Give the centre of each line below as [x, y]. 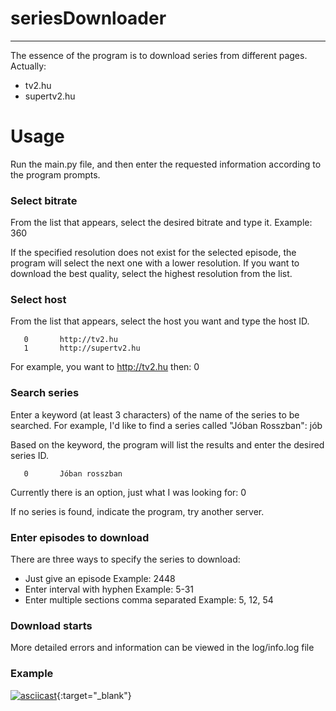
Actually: [28, 66]
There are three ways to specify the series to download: [125, 559]
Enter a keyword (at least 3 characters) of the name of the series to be [155, 414]
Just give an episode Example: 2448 [100, 579]
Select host [38, 300]
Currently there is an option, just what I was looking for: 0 [128, 492]
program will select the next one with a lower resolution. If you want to [155, 263]
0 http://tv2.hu [70, 340]
